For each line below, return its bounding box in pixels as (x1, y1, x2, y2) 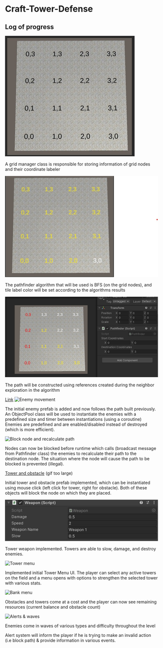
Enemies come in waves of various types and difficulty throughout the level (5, 623, 156, 629)
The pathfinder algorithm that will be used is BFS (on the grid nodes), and (5, 282, 152, 287)
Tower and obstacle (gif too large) (5, 470, 73, 476)
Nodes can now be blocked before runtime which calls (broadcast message (5, 445, 157, 451)
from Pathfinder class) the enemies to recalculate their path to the (5, 450, 137, 456)
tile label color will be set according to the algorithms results (5, 287, 126, 293)
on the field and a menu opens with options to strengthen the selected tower (5, 575, 158, 581)
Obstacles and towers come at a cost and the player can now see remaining (5, 599, 157, 605)
